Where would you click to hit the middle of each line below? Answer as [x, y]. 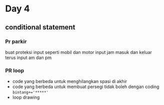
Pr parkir [16, 41]
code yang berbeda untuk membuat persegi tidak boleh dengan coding [86, 87]
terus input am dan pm [28, 57]
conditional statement [40, 27]
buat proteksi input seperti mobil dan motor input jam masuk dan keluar [79, 52]
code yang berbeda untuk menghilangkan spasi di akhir [70, 81]
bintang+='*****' [30, 92]
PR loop [15, 70]
